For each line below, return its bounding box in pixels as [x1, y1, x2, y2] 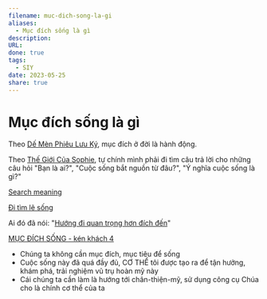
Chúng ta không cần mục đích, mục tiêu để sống [19, 249, 181, 259]
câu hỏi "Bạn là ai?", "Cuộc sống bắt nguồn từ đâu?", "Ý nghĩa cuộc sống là [8, 163, 255, 173]
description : [8, 34, 52, 42]
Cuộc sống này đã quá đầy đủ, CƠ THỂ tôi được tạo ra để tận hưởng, [19, 257, 245, 268]
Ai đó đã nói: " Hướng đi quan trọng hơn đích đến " [8, 218, 171, 228]
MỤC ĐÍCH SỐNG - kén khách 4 [8, 233, 114, 244]
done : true [8, 49, 45, 57]
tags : [8, 57, 26, 65]
